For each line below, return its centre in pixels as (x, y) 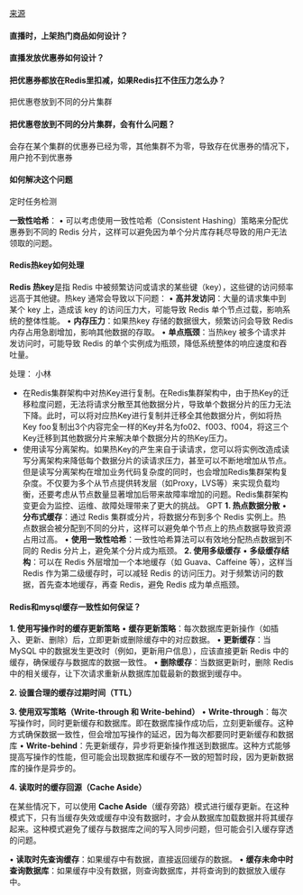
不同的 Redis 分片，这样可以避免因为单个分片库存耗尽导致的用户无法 (160, 232)
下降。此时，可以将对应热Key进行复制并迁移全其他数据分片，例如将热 (152, 416)
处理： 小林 (30, 374)
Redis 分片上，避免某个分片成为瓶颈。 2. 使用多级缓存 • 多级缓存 (161, 551)
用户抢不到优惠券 (41, 157)
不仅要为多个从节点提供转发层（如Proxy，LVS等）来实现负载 (159, 483)
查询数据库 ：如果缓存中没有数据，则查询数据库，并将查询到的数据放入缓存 (147, 871)
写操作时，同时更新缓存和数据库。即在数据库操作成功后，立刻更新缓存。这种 (151, 723)
